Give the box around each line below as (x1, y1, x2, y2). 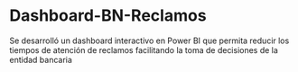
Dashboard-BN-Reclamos (9, 5, 207, 26)
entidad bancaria (9, 54, 72, 65)
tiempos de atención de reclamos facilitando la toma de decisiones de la (9, 44, 278, 55)
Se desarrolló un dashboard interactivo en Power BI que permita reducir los (9, 35, 290, 46)
